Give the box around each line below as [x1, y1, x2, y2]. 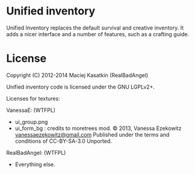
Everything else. [14, 161, 55, 168]
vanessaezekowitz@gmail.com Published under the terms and [14, 131, 170, 138]
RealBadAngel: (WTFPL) [6, 149, 66, 156]
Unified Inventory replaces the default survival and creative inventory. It [6, 24, 184, 31]
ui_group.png [14, 118, 48, 125]
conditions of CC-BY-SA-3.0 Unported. [14, 137, 113, 144]
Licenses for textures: [6, 95, 60, 102]
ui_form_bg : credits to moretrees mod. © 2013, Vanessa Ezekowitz [14, 125, 182, 132]
